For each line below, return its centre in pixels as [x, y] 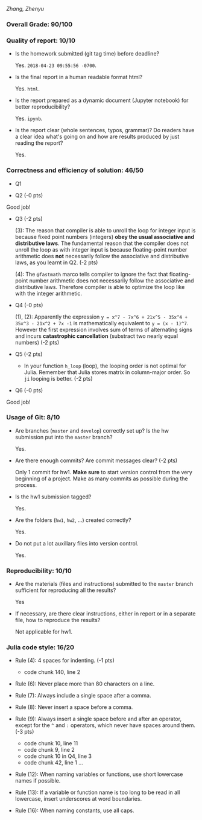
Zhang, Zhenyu [25, 9]
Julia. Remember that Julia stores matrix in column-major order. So [107, 372]
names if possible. [38, 781]
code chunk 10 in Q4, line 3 [58, 756]
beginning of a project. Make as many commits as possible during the [101, 478]
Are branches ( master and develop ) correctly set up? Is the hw [92, 430]
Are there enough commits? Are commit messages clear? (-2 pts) [96, 460]
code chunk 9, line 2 [49, 750]
